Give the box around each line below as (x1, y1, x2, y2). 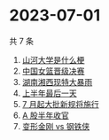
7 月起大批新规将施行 (21, 98, 99, 109)
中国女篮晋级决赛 (21, 66, 85, 76)
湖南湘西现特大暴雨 (21, 76, 93, 87)
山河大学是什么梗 (21, 54, 85, 65)
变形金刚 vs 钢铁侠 (21, 121, 90, 131)
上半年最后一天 (21, 88, 77, 98)
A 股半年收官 (21, 110, 69, 121)
